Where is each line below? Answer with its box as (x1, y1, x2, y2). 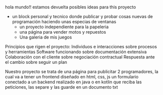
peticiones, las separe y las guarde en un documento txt (5, 84, 118, 90)
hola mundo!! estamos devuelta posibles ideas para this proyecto (5, 4, 136, 10)
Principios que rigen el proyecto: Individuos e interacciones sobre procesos (5, 44, 157, 49)
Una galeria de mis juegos (19, 34, 72, 40)
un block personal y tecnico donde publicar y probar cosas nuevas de (12, 14, 153, 19)
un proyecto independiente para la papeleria (19, 24, 109, 30)
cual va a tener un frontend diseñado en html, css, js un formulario (5, 74, 139, 79)
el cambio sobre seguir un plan (5, 59, 67, 65)
